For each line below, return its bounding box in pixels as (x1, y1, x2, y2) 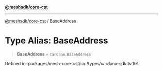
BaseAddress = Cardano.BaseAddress (16, 51, 91, 57)
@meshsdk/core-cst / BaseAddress (5, 18, 77, 24)
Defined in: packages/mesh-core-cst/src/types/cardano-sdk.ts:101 (5, 60, 139, 66)
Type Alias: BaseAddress (5, 35, 108, 46)
